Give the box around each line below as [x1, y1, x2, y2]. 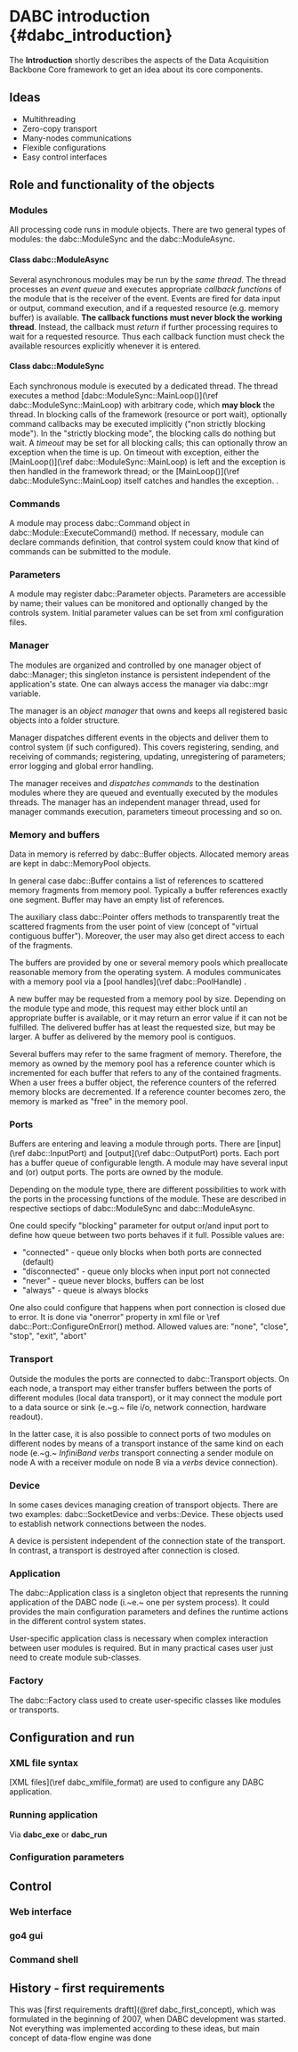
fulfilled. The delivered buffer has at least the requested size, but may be [9, 1022, 276, 1033]
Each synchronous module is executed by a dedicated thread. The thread [9, 381, 278, 391]
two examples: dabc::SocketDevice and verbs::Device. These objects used [9, 1508, 284, 1519]
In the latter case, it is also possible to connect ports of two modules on [9, 1428, 271, 1439]
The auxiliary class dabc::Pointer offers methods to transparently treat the [9, 912, 280, 923]
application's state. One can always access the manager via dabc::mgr [9, 678, 269, 689]
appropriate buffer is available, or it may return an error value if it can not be [9, 1013, 287, 1023]
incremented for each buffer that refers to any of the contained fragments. [9, 1068, 282, 1079]
